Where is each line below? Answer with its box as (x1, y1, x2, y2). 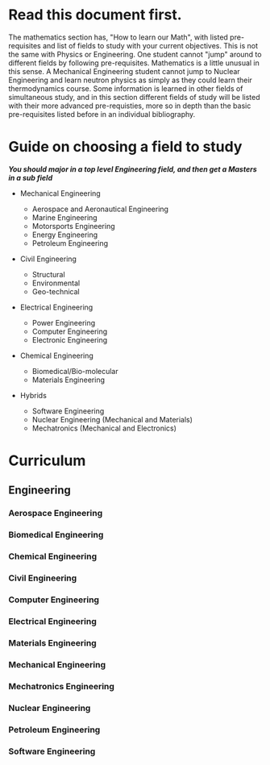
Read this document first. (8, 6, 183, 24)
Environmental (31, 278, 81, 288)
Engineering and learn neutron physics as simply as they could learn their (8, 75, 252, 85)
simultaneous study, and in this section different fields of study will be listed (8, 92, 260, 102)
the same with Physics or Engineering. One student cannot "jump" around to (8, 49, 262, 59)
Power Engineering (31, 318, 96, 327)
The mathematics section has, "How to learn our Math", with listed (8, 32, 228, 42)
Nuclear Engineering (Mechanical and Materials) (31, 414, 193, 424)
